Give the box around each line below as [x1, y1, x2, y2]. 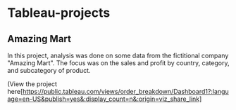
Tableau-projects [7, 5, 111, 21]
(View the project [7, 80, 58, 88]
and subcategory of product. [7, 67, 91, 74]
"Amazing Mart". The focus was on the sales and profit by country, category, [7, 59, 230, 67]
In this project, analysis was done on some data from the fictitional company [7, 51, 229, 60]
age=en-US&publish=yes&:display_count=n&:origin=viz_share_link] [7, 95, 202, 103]
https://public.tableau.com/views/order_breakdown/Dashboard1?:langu [22, 88, 229, 95]
